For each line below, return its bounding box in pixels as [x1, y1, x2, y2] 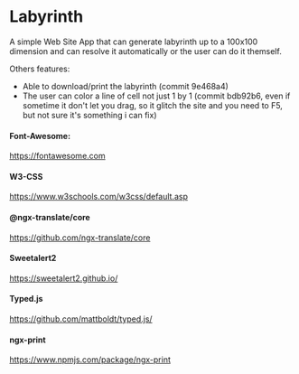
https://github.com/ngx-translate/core [9, 232, 151, 243]
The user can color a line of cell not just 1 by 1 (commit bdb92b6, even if [22, 90, 291, 101]
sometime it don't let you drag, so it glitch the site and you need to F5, [22, 99, 283, 110]
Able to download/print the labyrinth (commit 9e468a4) [22, 80, 229, 91]
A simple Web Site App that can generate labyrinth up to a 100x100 [9, 36, 258, 47]
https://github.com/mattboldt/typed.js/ [9, 313, 153, 324]
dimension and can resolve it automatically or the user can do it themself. [9, 45, 282, 56]
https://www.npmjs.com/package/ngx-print [9, 354, 172, 365]
